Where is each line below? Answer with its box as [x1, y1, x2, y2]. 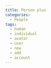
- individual [10, 31, 37, 36]
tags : [5, 21, 17, 27]
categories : [5, 12, 30, 17]
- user [10, 41, 24, 46]
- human [10, 27, 26, 32]
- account [10, 55, 30, 60]
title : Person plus [5, 7, 46, 13]
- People [10, 17, 28, 22]
